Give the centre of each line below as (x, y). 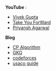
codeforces (24, 58)
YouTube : (16, 7)
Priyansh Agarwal (31, 28)
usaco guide (25, 63)
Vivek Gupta (25, 17)
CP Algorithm (26, 47)
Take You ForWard (32, 22)
